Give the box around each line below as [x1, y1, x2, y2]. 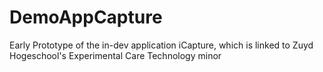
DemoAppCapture [9, 6, 163, 29]
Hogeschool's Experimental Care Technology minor [9, 49, 222, 61]
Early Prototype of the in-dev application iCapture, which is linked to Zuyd [9, 39, 314, 51]
